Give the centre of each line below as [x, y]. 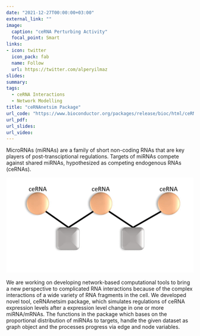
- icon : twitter [26, 51]
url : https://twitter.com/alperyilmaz [60, 69]
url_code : [18, 114]
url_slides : [21, 126]
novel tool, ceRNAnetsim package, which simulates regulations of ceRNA [96, 301]
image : [14, 25]
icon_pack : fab [30, 57]
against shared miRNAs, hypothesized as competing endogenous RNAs [94, 163]
